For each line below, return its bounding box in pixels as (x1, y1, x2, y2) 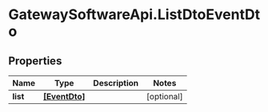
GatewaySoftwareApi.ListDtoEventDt (8, 6, 261, 24)
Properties (8, 54, 62, 68)
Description (93, 78, 139, 88)
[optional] (146, 91, 183, 102)
